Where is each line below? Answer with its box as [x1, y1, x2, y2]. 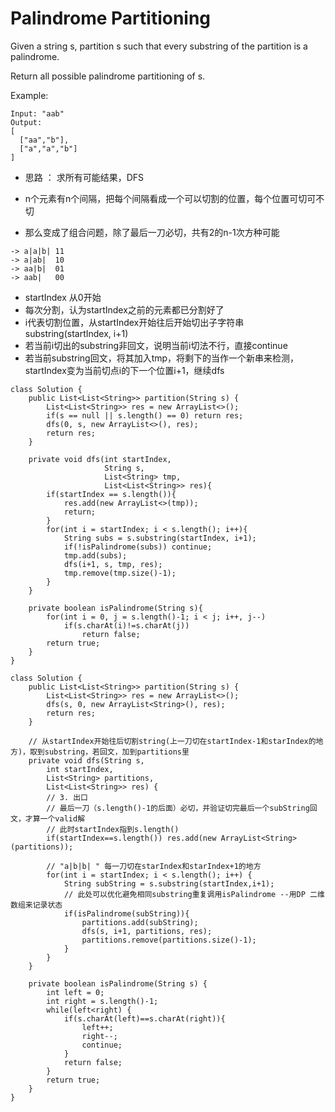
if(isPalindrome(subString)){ [63, 908, 190, 919]
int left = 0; [46, 987, 105, 997]
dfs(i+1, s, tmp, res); [63, 559, 163, 569]
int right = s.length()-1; [46, 996, 159, 1006]
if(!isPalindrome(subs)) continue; [63, 542, 213, 552]
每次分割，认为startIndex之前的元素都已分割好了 [24, 303, 225, 316]
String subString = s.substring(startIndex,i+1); [63, 878, 275, 889]
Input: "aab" [10, 108, 65, 119]
